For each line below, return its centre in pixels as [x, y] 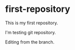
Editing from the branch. [30, 42]
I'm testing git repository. [30, 32]
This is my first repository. [32, 23]
